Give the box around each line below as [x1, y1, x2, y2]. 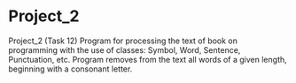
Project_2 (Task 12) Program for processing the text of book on [8, 35, 238, 46]
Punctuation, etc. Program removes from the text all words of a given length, [8, 54, 287, 64]
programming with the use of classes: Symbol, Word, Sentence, [8, 44, 241, 55]
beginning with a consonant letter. [8, 64, 133, 74]
